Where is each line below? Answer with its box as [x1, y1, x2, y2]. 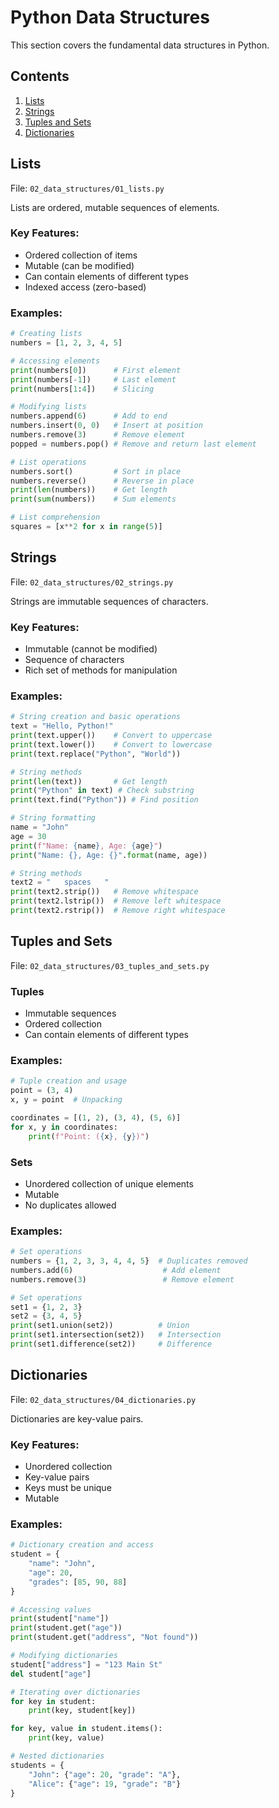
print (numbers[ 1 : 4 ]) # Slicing [10, 384, 155, 394]
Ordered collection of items [24, 249, 138, 261]
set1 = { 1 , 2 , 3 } [10, 1302, 83, 1312]
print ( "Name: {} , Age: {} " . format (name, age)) [10, 850, 208, 860]
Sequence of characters [24, 654, 125, 666]
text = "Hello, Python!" [10, 721, 114, 731]
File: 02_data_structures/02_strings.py [10, 576, 174, 588]
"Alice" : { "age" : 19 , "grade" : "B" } [28, 1779, 182, 1789]
